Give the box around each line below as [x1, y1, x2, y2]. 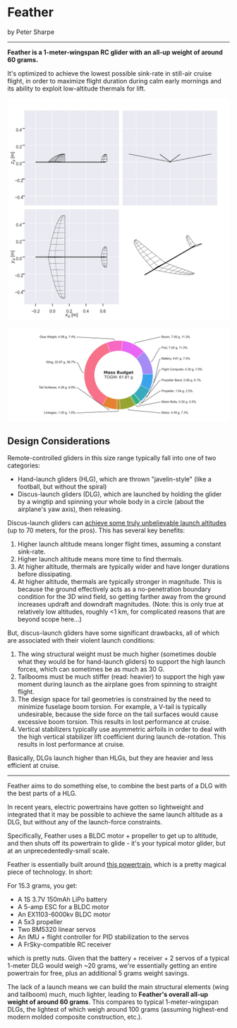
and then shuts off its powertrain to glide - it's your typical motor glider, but [7, 839, 226, 848]
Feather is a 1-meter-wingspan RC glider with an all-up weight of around [7, 47, 224, 57]
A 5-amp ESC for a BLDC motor [17, 903, 109, 911]
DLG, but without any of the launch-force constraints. [7, 818, 162, 827]
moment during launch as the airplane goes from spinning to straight [17, 680, 217, 689]
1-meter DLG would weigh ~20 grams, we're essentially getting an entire [7, 962, 217, 970]
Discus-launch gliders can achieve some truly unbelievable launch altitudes [7, 519, 227, 527]
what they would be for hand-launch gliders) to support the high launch [17, 658, 226, 666]
